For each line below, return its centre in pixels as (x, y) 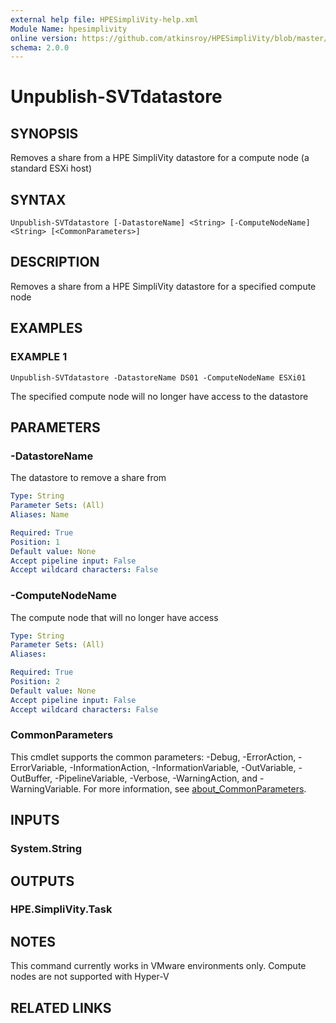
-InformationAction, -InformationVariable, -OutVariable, (183, 767)
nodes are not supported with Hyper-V (90, 977)
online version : (44, 38)
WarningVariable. (46, 788)
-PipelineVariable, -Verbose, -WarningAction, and (156, 778)
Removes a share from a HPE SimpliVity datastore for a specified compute (163, 286)
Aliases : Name (40, 515)
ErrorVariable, (39, 767)
